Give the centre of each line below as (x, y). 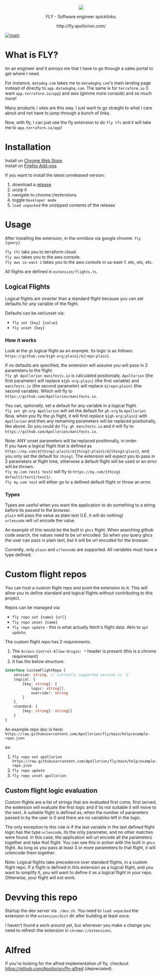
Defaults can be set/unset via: (35, 313)
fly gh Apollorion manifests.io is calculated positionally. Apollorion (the (79, 375)
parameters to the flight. (29, 370)
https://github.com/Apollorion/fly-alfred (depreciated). (59, 969)
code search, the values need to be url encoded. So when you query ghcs (79, 535)
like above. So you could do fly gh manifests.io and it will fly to (69, 426)
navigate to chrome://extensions (44, 195)
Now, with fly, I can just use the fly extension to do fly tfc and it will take (78, 122)
